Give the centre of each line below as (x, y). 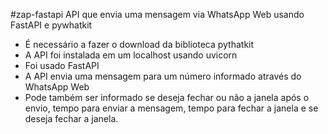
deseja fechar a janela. (71, 118)
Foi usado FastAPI (62, 65)
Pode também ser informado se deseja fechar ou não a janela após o (167, 97)
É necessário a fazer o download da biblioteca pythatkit (139, 44)
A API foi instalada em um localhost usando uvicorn (131, 55)
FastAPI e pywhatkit (51, 25)
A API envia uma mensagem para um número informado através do (163, 76)
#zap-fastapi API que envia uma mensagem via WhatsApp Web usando (157, 14)
